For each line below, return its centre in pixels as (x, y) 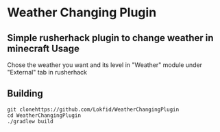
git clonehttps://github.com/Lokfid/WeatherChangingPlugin (93, 109)
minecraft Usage (44, 48)
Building (25, 94)
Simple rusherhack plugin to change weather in (110, 38)
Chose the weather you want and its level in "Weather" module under (105, 65)
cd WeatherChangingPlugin (44, 115)
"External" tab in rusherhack (47, 72)
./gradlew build (30, 121)
